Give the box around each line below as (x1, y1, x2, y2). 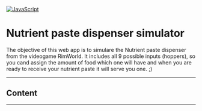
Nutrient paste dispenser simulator (6, 27, 185, 40)
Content (6, 88, 38, 98)
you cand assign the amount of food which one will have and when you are (6, 58, 192, 66)
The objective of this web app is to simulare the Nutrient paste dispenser (6, 46, 186, 53)
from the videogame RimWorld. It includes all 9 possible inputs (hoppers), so (6, 53, 195, 60)
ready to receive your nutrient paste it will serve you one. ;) (6, 65, 153, 72)
